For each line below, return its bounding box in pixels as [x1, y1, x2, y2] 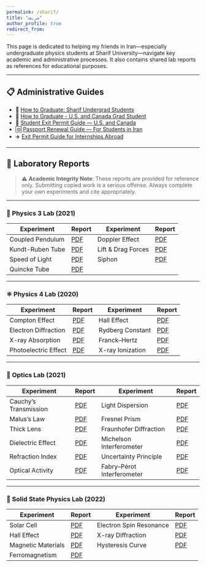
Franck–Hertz [98, 336, 138, 344]
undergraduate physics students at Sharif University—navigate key [6, 50, 176, 57]
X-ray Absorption [9, 336, 61, 344]
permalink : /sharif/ [6, 9, 59, 15]
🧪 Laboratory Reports [6, 159, 90, 169]
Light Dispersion [101, 401, 148, 409]
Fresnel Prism [101, 414, 141, 423]
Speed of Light [9, 255, 52, 264]
